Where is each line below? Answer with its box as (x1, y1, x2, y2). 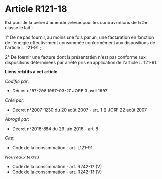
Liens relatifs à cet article (5, 68, 58, 74)
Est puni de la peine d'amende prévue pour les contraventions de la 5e (5, 20, 148, 25)
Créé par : (5, 97, 24, 103)
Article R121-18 (5, 3, 67, 15)
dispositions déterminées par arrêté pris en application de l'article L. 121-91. (5, 59, 158, 65)
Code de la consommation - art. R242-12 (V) (12, 163, 102, 169)
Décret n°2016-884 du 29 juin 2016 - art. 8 (12, 126, 99, 132)
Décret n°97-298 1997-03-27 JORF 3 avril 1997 (12, 88, 108, 93)
